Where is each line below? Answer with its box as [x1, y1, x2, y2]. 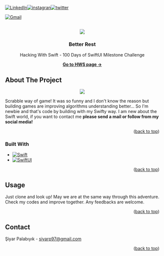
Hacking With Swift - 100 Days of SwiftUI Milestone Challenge [20, 52, 145, 58]
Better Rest [69, 41, 96, 48]
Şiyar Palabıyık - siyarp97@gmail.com [5, 236, 82, 242]
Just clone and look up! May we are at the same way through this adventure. [5, 194, 160, 200]
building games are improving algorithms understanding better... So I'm [5, 103, 148, 109]
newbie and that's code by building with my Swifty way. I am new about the [5, 109, 157, 114]
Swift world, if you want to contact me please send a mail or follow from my [5, 114, 159, 120]
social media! [5, 119, 33, 125]
